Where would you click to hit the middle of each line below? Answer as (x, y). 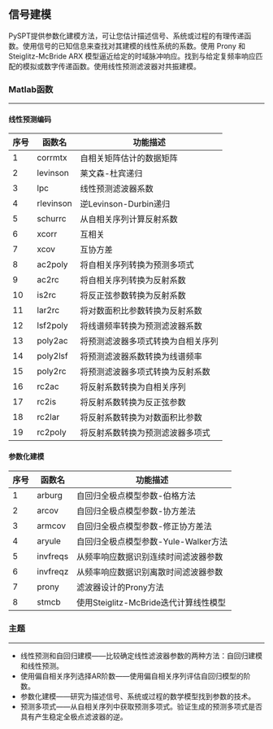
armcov (52, 526)
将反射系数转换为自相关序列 (133, 387)
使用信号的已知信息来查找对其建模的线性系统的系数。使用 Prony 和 (134, 46)
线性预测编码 (30, 119)
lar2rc (48, 310)
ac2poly (52, 264)
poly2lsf (52, 356)
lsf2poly (52, 325)
